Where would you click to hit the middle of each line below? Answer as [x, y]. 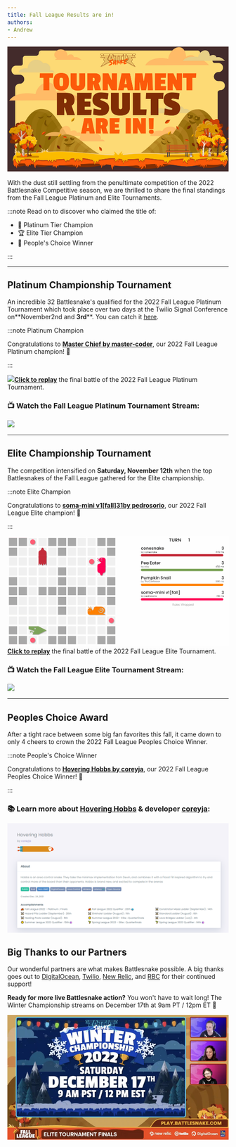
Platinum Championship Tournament [90, 285]
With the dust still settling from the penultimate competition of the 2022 [111, 182]
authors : [20, 22]
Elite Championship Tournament [79, 454]
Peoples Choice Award [58, 717]
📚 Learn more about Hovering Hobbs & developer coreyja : [109, 809]
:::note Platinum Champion [46, 331]
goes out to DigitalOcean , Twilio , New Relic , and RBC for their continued [111, 977]
